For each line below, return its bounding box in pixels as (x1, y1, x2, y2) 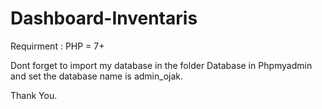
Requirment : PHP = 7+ (10, 40, 105, 52)
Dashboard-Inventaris (10, 7, 198, 30)
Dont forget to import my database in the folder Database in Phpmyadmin (10, 59, 313, 71)
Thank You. (10, 89, 58, 101)
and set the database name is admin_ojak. (10, 70, 183, 82)
